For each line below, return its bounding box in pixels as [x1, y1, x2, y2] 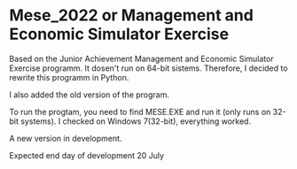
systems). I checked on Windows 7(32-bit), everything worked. [20, 116, 251, 127]
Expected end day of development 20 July [9, 150, 165, 160]
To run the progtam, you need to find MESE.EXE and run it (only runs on [9, 106, 271, 117]
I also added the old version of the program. [9, 89, 170, 100]
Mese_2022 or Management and [9, 5, 254, 26]
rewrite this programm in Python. [9, 72, 129, 82]
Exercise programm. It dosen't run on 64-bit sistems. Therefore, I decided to [9, 63, 288, 73]
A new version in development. [9, 133, 122, 143]
